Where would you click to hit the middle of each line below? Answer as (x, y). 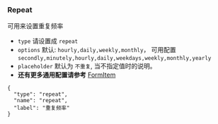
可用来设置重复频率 (35, 26)
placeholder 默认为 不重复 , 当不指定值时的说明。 (87, 66)
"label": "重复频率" (42, 108)
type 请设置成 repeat (48, 41)
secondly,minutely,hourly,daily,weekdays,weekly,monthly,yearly (114, 58)
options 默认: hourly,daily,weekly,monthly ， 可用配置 (97, 50)
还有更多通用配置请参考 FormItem (67, 75)
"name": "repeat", (41, 101)
